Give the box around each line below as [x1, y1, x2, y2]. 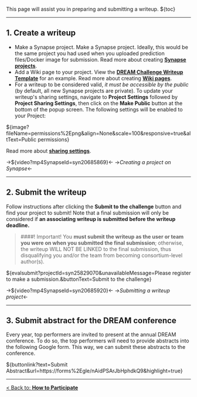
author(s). [20, 258, 45, 265]
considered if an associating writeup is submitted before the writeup [6, 215, 176, 222]
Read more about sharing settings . [6, 147, 91, 154]
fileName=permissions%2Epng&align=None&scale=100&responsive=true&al [6, 130, 191, 137]
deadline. [6, 222, 30, 229]
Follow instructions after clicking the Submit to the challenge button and [6, 203, 182, 210]
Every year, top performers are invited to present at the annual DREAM [6, 331, 176, 338]
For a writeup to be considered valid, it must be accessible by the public [14, 81, 189, 88]
